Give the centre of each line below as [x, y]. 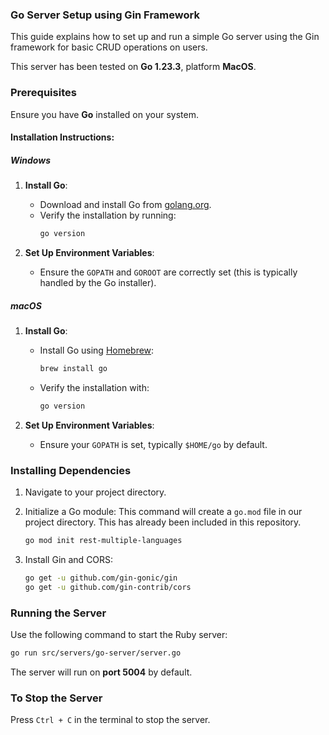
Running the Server [58, 613]
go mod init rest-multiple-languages [103, 541]
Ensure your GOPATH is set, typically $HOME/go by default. [153, 444]
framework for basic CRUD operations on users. [109, 47]
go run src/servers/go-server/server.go [96, 653]
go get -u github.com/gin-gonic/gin [101, 578]
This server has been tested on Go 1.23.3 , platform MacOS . [133, 67]
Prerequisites [43, 93]
